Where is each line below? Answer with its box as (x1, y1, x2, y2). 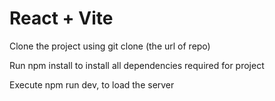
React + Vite (9, 7, 114, 30)
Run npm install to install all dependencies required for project (9, 59, 265, 71)
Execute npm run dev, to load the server (9, 78, 175, 91)
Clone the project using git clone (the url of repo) (9, 40, 211, 52)
